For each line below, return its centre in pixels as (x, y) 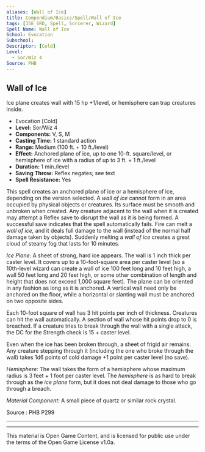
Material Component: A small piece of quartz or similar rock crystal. (92, 401)
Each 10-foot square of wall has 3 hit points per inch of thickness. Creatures (102, 313)
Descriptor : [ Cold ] (31, 47)
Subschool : (20, 40)
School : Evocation (30, 35)
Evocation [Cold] (36, 121)
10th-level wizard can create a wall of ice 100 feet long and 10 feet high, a (99, 269)
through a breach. (29, 389)
